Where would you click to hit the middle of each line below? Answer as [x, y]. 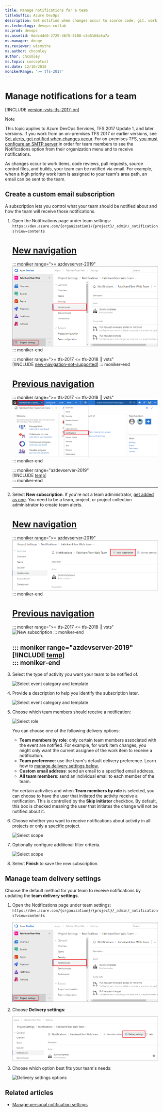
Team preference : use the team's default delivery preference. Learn [88, 760]
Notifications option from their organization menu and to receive [69, 149]
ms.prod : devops [21, 31]
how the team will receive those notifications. [50, 211]
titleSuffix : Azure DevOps [32, 15]
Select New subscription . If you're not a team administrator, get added [83, 494]
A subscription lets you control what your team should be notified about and [81, 206]
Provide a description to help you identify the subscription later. [75, 693]
